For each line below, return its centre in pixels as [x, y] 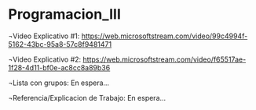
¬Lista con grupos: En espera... [59, 83]
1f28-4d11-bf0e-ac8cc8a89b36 [59, 67]
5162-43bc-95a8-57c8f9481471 [60, 44]
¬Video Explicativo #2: [45, 59]
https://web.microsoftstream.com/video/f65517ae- [165, 59]
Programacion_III [65, 14]
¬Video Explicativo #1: [44, 36]
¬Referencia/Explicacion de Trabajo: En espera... [87, 98]
